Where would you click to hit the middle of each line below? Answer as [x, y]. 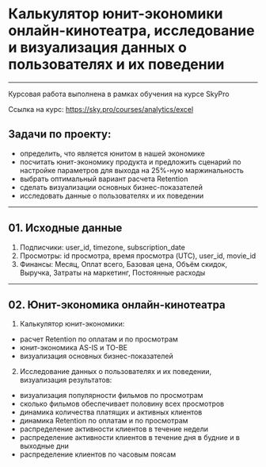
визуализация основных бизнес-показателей [97, 356]
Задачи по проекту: [60, 135]
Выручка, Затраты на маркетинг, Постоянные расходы [112, 272]
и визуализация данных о [98, 48]
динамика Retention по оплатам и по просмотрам [104, 421]
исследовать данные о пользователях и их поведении [112, 195]
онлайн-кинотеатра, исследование [131, 31]
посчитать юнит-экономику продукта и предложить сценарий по [130, 162]
